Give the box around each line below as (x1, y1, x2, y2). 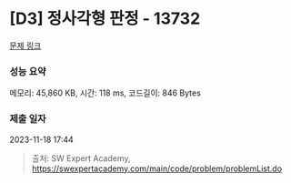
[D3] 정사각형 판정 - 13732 (9, 8, 201, 29)
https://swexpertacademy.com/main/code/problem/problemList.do (31, 163, 283, 174)
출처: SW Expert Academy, (31, 152, 131, 164)
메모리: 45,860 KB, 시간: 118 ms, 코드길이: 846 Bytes (9, 87, 202, 98)
